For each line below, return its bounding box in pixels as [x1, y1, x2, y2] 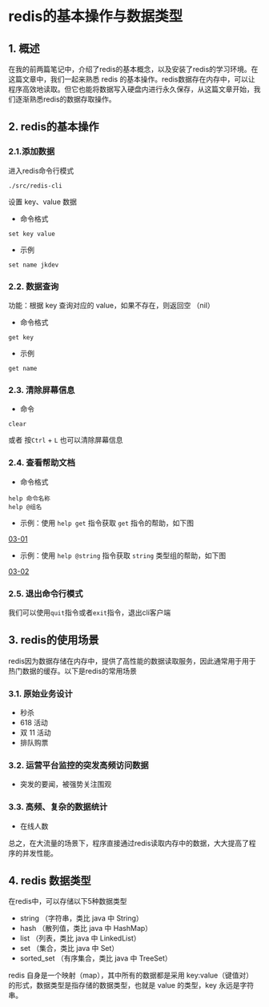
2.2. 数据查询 [8, 281, 59, 292]
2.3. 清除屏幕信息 [8, 384, 75, 395]
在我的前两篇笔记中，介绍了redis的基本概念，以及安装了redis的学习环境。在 [8, 65, 259, 74]
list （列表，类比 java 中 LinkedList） [19, 933, 141, 943]
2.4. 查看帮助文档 [8, 457, 76, 468]
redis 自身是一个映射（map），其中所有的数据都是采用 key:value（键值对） [8, 970, 254, 981]
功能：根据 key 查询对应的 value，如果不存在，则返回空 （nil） [8, 300, 215, 310]
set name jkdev [8, 261, 59, 269]
